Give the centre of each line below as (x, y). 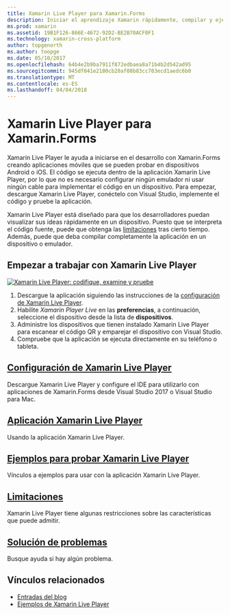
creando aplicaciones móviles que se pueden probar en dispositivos (103, 165)
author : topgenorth (35, 45)
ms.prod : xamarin (32, 26)
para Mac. (22, 399)
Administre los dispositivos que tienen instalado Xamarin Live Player (113, 324)
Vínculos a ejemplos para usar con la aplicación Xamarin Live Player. (104, 475)
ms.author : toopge (33, 52)
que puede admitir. (34, 521)
